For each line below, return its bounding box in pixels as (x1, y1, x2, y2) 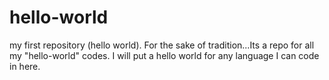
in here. (9, 60, 41, 72)
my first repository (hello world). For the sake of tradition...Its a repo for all (9, 39, 315, 51)
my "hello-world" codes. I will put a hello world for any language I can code (9, 49, 320, 61)
